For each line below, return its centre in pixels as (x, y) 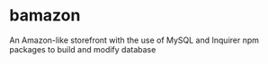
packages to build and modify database (83, 49)
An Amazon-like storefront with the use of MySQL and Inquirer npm (134, 40)
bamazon (45, 16)
